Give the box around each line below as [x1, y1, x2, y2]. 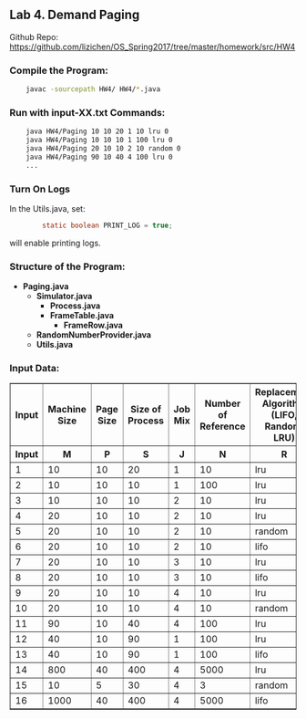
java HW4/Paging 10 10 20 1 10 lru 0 [25, 127, 169, 136]
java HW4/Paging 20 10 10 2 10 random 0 [25, 144, 181, 153]
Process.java [49, 300, 101, 311]
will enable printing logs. [9, 237, 102, 248]
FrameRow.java [63, 319, 123, 331]
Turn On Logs [9, 182, 71, 195]
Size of [130, 403, 162, 416]
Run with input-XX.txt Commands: [9, 106, 166, 119]
